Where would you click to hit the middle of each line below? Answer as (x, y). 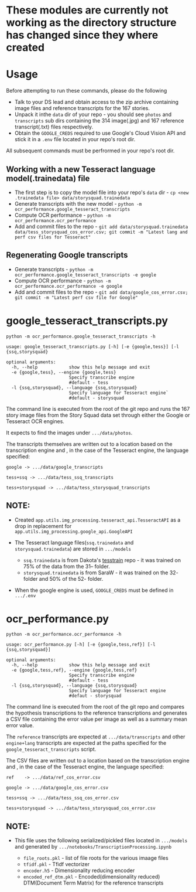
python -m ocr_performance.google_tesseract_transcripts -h (81, 336)
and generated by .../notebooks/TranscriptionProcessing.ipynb (93, 847)
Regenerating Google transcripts (67, 255)
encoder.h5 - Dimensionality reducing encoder (79, 870)
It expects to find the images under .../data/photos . (69, 433)
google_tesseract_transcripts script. (51, 749)
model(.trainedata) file (48, 178)
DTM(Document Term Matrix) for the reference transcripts (93, 883)
